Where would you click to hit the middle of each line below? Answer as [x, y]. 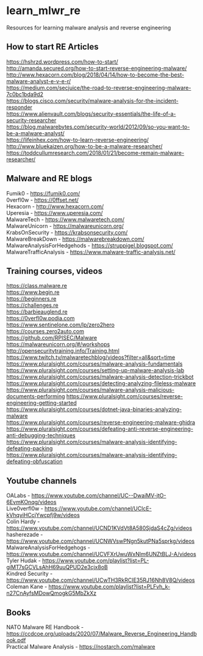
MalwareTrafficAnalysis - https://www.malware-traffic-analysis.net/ [91, 252]
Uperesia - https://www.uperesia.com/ [55, 213]
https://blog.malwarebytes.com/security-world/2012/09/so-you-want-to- [98, 127]
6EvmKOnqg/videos [31, 502]
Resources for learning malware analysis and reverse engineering [89, 28]
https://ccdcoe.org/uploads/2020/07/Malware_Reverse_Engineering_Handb [101, 634]
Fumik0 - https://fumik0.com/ [43, 193]
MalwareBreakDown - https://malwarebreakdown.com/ [75, 239]
